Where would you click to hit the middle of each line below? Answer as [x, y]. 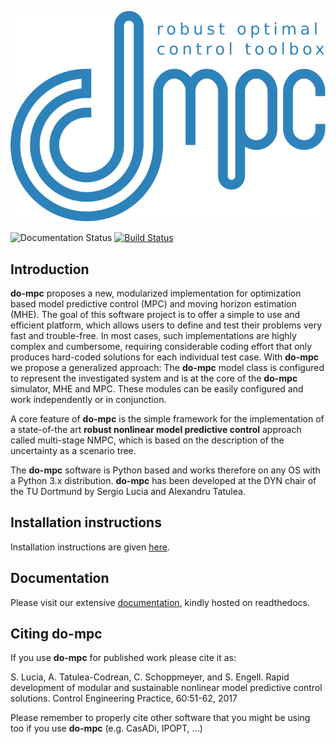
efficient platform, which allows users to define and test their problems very [166, 325]
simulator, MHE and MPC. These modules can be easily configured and [157, 388]
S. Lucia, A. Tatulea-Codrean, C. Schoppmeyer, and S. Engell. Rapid [150, 677]
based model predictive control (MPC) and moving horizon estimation [153, 303]
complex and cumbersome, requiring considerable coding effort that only [161, 346]
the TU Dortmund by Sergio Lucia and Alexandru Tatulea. [128, 491]
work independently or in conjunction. [88, 399]
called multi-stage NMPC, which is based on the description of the [147, 440]
